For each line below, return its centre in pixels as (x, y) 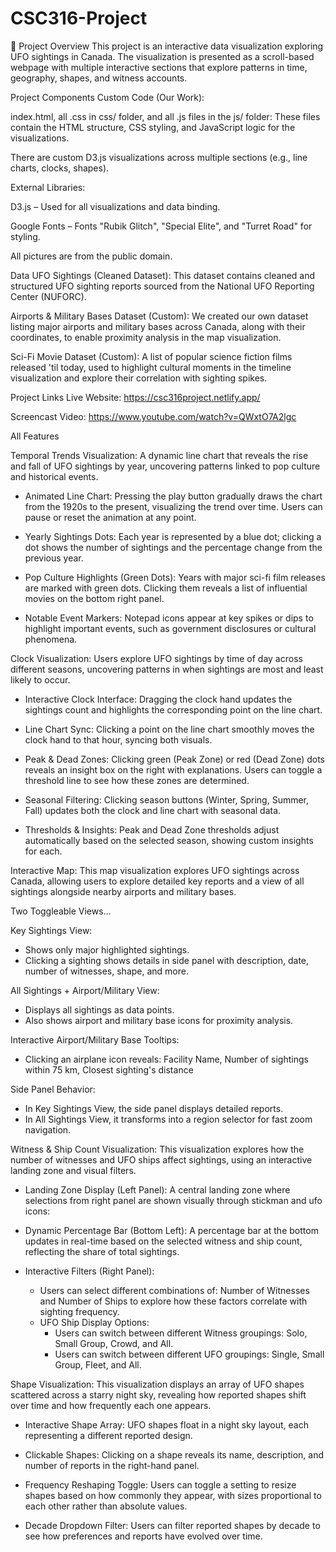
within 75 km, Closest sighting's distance (109, 1069)
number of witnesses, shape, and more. (106, 971)
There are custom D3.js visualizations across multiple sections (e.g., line (159, 157)
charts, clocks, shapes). (60, 168)
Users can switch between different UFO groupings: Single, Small (189, 1354)
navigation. (48, 1129)
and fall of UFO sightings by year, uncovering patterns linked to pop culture (165, 466)
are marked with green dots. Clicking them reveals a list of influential (166, 588)
